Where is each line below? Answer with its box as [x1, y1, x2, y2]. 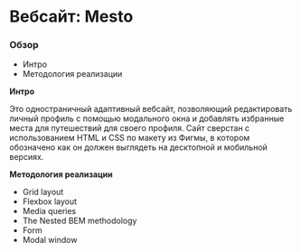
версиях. [9, 152, 44, 163]
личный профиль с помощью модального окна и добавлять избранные [9, 113, 285, 124]
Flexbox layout [22, 196, 78, 207]
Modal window [22, 235, 78, 246]
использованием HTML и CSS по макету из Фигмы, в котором [9, 133, 250, 144]
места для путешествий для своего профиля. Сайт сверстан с [9, 123, 250, 134]
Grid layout [22, 187, 64, 198]
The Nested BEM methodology [22, 215, 137, 227]
